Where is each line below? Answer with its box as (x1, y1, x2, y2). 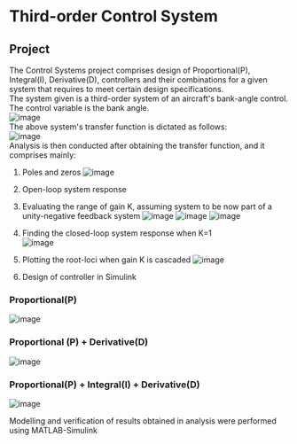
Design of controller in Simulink (21, 272, 137, 282)
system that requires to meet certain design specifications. (9, 84, 224, 94)
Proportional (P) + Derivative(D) (9, 336, 149, 348)
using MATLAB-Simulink (9, 425, 98, 435)
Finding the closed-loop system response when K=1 (21, 228, 213, 238)
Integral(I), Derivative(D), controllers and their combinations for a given (9, 74, 268, 85)
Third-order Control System (9, 6, 219, 27)
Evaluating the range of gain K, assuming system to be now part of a (21, 201, 273, 212)
